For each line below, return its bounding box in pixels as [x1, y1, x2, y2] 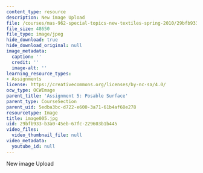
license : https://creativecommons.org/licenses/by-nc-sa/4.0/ [6, 82, 166, 88]
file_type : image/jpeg [6, 31, 63, 37]
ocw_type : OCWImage [6, 87, 56, 93]
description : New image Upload [6, 14, 85, 20]
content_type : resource [6, 8, 66, 15]
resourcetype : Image [6, 110, 59, 116]
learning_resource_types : [6, 71, 71, 77]
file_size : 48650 [6, 25, 50, 32]
